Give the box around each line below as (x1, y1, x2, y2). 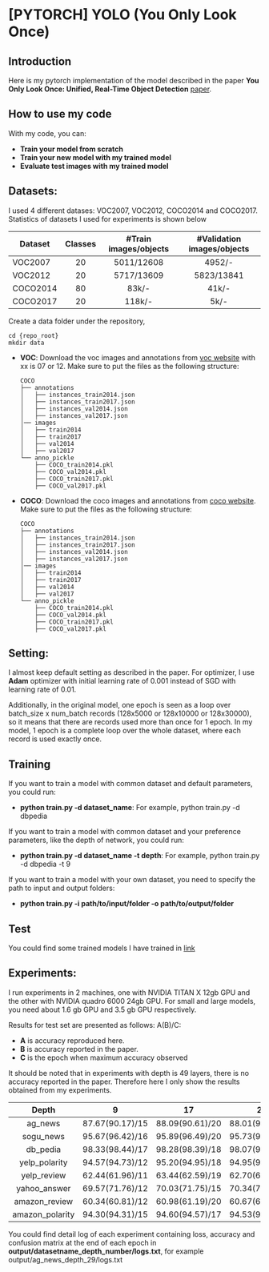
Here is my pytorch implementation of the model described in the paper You (8, 76, 259, 85)
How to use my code (8, 107, 112, 121)
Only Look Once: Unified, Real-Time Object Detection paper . (8, 84, 212, 94)
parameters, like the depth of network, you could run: (8, 835, 184, 845)
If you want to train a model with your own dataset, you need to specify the (8, 875, 256, 885)
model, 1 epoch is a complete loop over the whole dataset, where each (8, 726, 242, 736)
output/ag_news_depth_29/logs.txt (8, 1254, 123, 1264)
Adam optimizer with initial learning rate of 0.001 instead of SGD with (8, 676, 236, 686)
